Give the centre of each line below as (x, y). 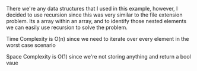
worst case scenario (31, 45)
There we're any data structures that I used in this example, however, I (92, 9)
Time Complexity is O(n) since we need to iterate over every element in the (98, 39)
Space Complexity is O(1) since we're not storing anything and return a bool (99, 57)
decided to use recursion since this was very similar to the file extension (94, 15)
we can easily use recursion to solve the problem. (67, 27)
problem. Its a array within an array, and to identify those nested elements (96, 21)
